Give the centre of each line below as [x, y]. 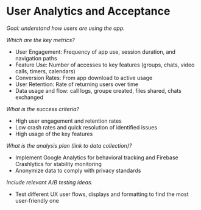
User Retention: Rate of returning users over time [77, 84]
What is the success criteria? [43, 109]
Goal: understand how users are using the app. [65, 28]
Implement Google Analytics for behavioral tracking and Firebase [97, 157]
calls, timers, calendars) [45, 71]
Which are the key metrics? [41, 40]
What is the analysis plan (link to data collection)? [69, 145]
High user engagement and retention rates [68, 121]
